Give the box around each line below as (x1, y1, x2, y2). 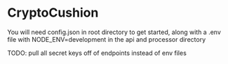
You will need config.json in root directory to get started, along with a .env (7, 28, 221, 36)
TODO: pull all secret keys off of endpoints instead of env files (7, 49, 187, 57)
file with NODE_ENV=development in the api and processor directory (7, 35, 206, 43)
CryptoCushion (7, 5, 99, 21)
